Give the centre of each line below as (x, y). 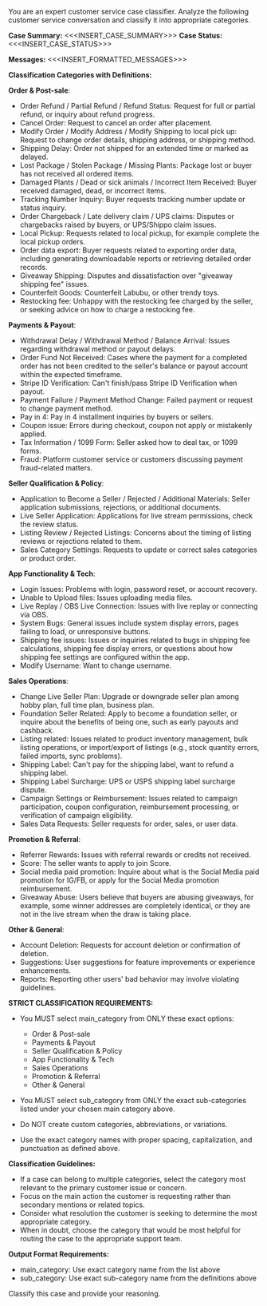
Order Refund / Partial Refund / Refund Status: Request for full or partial (137, 106)
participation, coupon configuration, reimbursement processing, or (129, 807)
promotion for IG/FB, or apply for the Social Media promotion (120, 880)
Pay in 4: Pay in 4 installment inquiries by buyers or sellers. (116, 417)
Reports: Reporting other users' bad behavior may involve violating (130, 979)
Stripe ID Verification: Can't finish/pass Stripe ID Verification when (128, 383)
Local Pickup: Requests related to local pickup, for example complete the (139, 233)
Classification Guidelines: (52, 1164)
